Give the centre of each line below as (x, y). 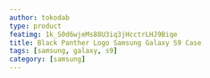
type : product (36, 26)
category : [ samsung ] (48, 59)
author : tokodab (39, 17)
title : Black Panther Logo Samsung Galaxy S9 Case (105, 43)
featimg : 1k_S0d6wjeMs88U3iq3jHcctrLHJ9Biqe (93, 34)
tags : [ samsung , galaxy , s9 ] (63, 51)
